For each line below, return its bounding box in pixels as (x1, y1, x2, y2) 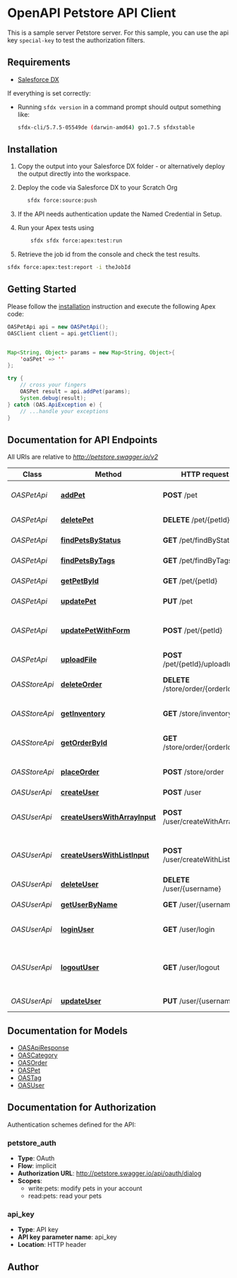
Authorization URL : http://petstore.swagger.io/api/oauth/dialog (17, 1169, 202, 1178)
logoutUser (61, 962, 99, 972)
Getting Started (7, 283, 77, 295)
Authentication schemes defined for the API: (7, 1120, 136, 1129)
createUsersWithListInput (61, 851, 150, 860)
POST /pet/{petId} (162, 626, 223, 635)
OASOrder (17, 1059, 48, 1066)
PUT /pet (162, 597, 193, 606)
